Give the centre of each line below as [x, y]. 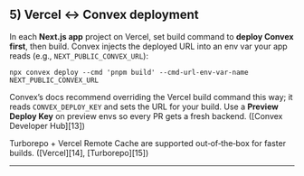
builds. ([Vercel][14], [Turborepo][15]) [79, 153]
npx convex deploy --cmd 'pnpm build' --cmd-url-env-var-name [129, 72]
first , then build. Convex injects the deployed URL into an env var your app [148, 46]
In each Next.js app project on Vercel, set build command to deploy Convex [152, 36]
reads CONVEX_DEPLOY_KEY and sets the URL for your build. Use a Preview [144, 107]
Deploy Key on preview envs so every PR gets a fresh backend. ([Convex [146, 116]
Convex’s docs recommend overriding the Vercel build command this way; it [151, 97]
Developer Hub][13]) [47, 125]
